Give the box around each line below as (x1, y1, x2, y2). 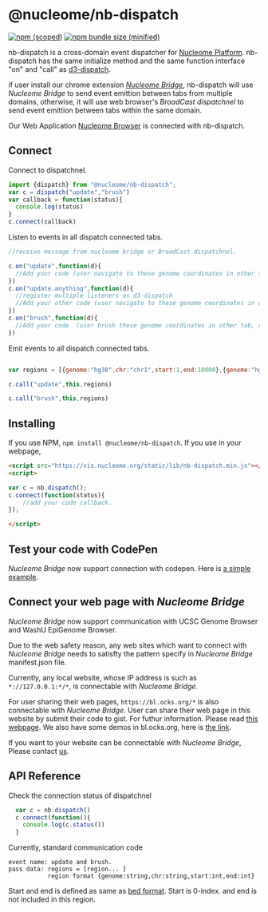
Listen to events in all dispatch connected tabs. (8, 232, 164, 241)
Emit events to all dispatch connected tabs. (8, 343, 150, 353)
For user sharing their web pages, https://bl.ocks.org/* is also (8, 696, 219, 706)
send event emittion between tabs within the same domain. (8, 105, 203, 115)
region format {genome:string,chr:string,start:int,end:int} (47, 872, 255, 880)
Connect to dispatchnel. (8, 165, 88, 175)
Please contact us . (8, 746, 69, 755)
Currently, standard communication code (8, 843, 144, 852)
